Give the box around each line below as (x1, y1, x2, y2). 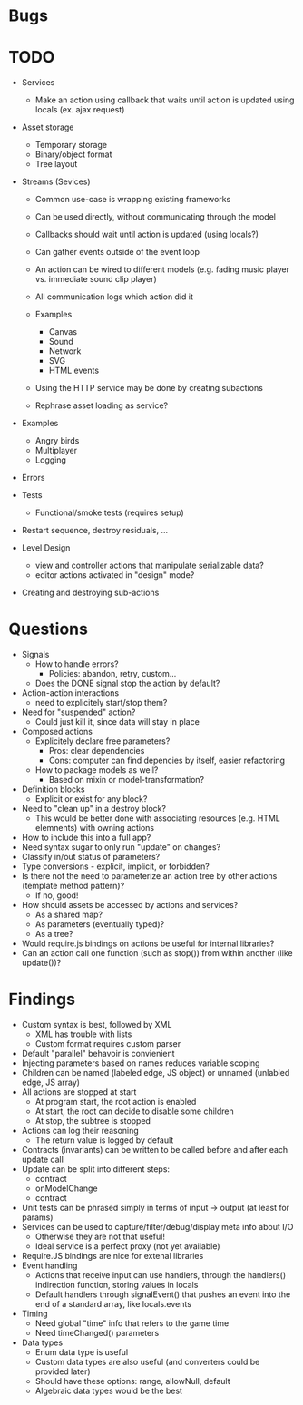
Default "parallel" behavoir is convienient (21, 1049, 175, 1059)
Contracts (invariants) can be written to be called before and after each (21, 1145, 288, 1155)
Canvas (48, 327, 78, 337)
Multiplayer (34, 445, 78, 456)
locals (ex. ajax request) (34, 104, 125, 115)
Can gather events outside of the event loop (34, 247, 200, 258)
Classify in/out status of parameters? (21, 852, 161, 863)
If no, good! (34, 890, 79, 901)
